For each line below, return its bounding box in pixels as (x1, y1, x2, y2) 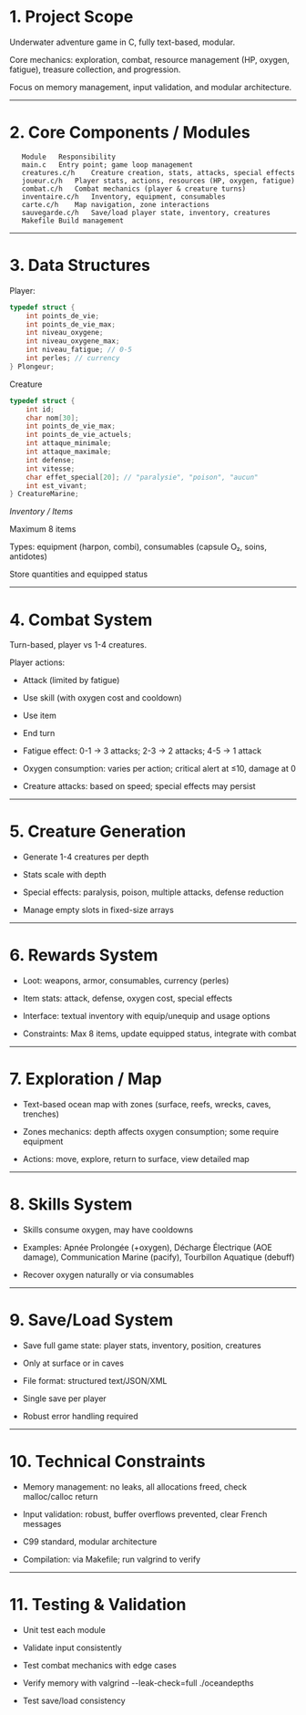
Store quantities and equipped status (9, 568, 148, 580)
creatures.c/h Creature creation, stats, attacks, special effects (21, 168, 296, 177)
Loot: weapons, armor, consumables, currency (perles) (22, 975, 229, 986)
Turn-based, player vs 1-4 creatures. (9, 639, 148, 650)
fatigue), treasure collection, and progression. (9, 64, 181, 75)
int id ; (25, 404, 55, 414)
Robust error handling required (22, 1410, 138, 1421)
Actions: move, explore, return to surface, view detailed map (22, 1154, 250, 1165)
